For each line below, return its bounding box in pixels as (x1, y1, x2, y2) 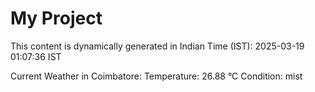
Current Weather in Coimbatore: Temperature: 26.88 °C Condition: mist (10, 70, 303, 82)
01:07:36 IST (10, 50, 62, 62)
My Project (10, 7, 103, 30)
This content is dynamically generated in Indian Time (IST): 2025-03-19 (10, 40, 305, 52)
